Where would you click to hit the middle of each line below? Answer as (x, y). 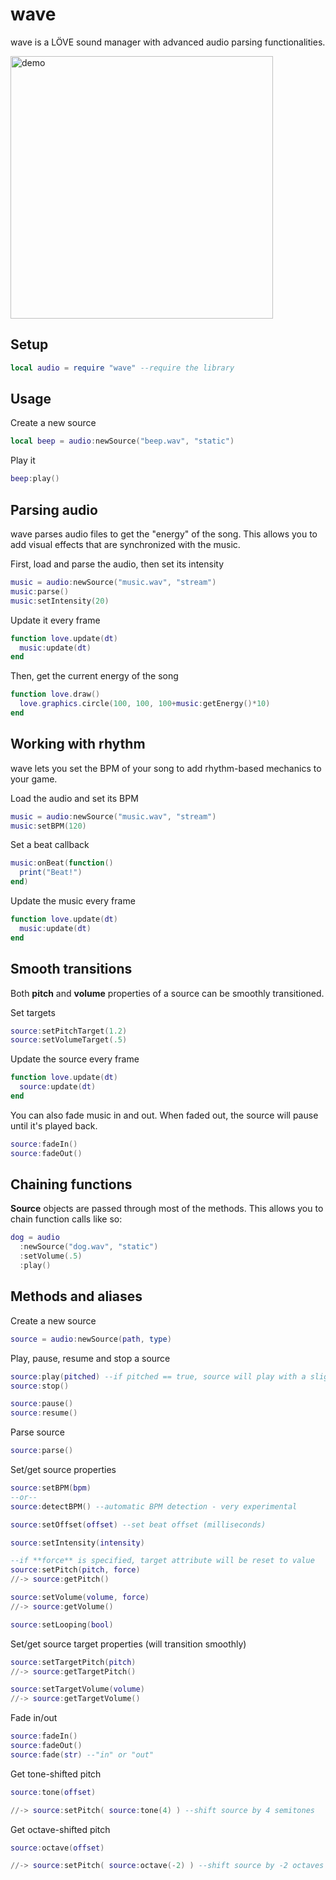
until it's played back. (54, 1125)
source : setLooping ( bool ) (62, 1624)
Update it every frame (55, 620)
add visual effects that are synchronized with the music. (125, 544)
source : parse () (42, 1451)
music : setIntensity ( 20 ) (60, 601)
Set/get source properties (63, 1469)
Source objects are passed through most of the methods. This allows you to (167, 1209)
